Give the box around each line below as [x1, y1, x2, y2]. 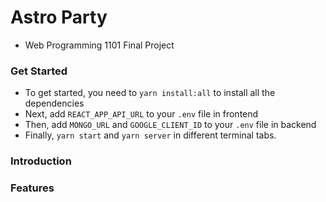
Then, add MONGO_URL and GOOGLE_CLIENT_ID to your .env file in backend [24, 119, 317, 131]
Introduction [10, 154, 72, 168]
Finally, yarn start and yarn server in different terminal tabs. [24, 129, 277, 141]
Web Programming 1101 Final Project [24, 39, 175, 51]
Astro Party [10, 6, 108, 29]
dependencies [24, 97, 85, 110]
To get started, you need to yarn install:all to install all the [24, 87, 276, 99]
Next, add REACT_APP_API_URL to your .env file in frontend [24, 108, 259, 120]
